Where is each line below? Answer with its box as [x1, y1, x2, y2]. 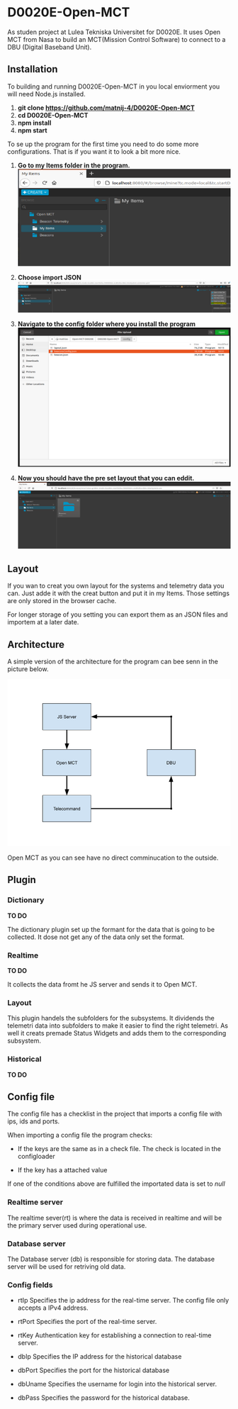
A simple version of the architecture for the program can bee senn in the [7, 657, 218, 666]
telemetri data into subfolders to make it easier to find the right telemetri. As [7, 1021, 229, 1030]
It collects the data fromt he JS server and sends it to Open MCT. [7, 980, 198, 989]
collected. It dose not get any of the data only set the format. [7, 933, 185, 941]
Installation [7, 63, 58, 75]
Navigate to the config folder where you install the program [17, 320, 196, 328]
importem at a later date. [7, 618, 79, 627]
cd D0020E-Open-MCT [17, 111, 89, 119]
